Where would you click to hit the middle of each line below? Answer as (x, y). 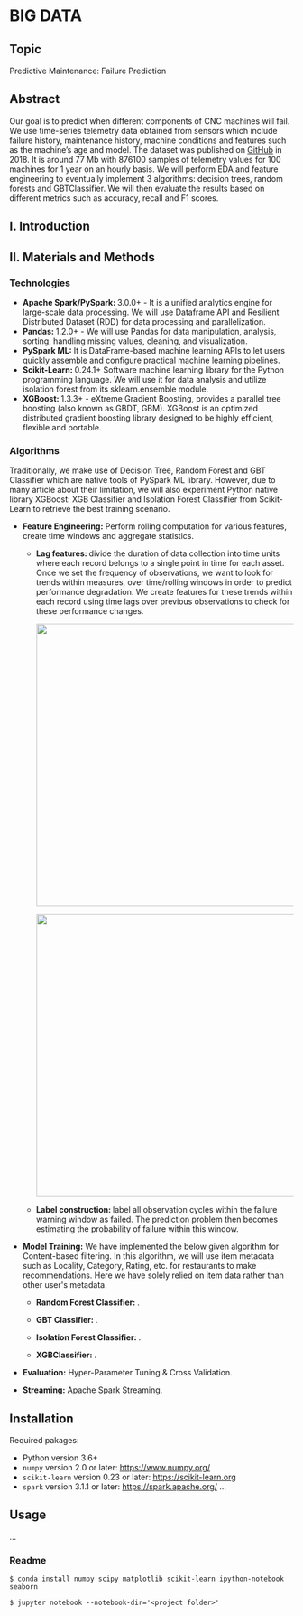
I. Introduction (50, 227)
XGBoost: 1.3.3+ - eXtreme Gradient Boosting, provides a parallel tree (151, 398)
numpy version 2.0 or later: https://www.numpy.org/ (116, 1467)
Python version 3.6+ (60, 1458)
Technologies (40, 283)
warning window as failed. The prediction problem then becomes (156, 1219)
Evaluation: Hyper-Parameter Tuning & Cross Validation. (127, 1373)
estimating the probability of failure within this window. (137, 1229)
